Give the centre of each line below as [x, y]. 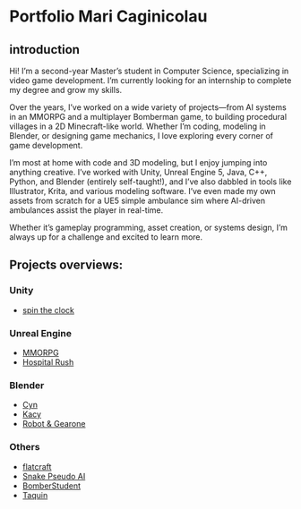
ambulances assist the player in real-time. [86, 210]
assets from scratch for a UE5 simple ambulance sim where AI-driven [138, 200]
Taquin [35, 495]
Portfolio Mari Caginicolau [108, 17]
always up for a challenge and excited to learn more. [106, 237]
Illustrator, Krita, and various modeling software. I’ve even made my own [142, 191]
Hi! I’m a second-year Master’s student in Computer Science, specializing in [149, 71]
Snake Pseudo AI [54, 476]
